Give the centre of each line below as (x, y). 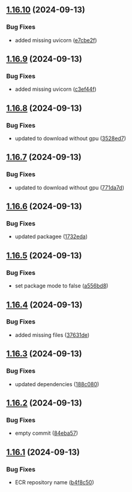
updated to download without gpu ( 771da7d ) (70, 187)
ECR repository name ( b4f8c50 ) (54, 482)
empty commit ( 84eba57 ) (46, 433)
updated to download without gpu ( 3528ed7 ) (70, 138)
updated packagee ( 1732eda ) (51, 236)
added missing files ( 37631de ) (52, 335)
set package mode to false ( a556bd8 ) (61, 286)
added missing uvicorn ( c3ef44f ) (56, 89)
